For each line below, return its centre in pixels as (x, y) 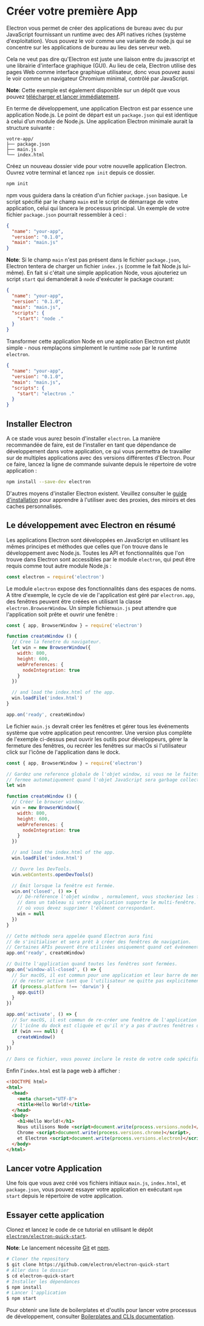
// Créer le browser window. (49, 802)
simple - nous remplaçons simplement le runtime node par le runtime (92, 348)
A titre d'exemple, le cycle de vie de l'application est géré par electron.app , (101, 595)
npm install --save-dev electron (49, 482)
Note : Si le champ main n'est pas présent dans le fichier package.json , (93, 260)
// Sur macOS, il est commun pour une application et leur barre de (100, 975)
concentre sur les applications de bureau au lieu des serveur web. (89, 47)
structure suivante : (31, 127)
